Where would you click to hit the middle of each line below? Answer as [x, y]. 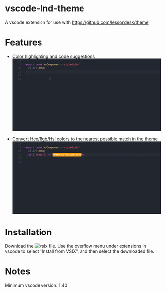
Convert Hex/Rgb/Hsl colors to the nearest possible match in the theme [85, 139]
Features [24, 42]
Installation [29, 232]
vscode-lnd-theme [45, 9]
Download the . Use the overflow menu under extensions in [76, 246]
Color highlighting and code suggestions [54, 56]
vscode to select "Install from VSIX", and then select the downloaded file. [80, 251]
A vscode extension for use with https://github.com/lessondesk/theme [77, 22]
